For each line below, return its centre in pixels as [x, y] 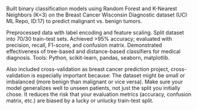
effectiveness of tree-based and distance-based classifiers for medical [93, 51]
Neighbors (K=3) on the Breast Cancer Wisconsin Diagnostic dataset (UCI [97, 15]
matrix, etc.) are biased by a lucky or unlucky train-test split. [80, 101]
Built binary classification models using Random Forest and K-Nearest [92, 9]
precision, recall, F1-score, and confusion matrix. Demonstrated [84, 45]
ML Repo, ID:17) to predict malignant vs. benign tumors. [74, 21]
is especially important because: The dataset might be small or [108, 75]
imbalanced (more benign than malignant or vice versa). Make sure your [95, 82]
